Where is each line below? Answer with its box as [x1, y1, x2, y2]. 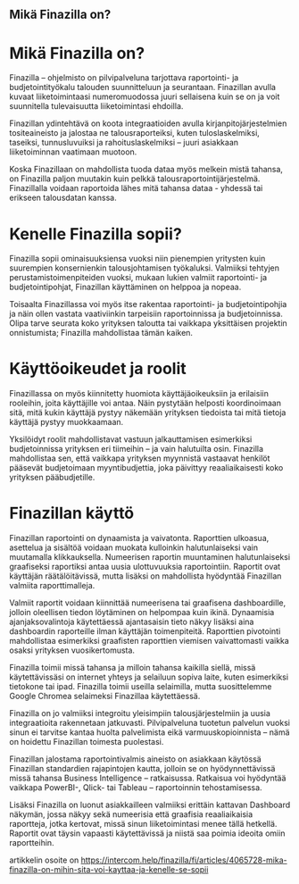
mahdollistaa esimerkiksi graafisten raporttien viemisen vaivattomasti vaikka [9, 636, 290, 646]
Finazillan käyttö [9, 504, 135, 523]
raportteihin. [9, 838, 55, 848]
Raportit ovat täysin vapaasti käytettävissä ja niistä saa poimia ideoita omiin [9, 828, 286, 838]
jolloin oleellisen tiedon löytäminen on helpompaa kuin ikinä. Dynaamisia [9, 607, 275, 618]
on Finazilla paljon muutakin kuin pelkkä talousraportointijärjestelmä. [9, 173, 261, 184]
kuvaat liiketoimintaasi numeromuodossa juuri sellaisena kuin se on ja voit [9, 91, 280, 102]
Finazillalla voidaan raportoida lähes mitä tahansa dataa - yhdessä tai [9, 183, 263, 194]
